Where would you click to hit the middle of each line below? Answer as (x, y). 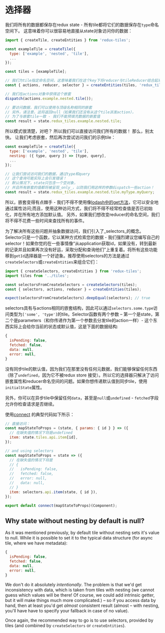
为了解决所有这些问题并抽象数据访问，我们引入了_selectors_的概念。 (74, 231)
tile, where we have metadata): (36, 543)
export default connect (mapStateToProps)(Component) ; (61, 506)
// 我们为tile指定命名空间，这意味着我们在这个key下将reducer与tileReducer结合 (80, 81)
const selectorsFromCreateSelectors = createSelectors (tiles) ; (71, 285)
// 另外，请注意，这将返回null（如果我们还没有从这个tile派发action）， (70, 112)
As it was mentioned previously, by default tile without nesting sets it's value (82, 533)
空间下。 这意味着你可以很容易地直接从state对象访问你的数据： (69, 31)
